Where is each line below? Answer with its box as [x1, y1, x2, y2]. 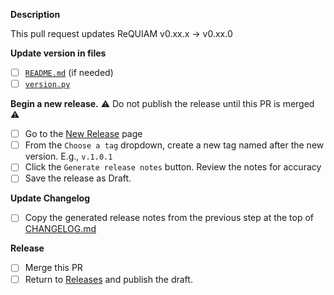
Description [10, 9, 61, 20]
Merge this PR [24, 262, 83, 274]
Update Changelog [10, 192, 90, 204]
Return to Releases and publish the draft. [24, 273, 193, 285]
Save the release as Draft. [24, 172, 132, 184]
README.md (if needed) [24, 67, 114, 78]
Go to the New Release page [24, 128, 143, 140]
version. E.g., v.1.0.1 [24, 150, 113, 163]
